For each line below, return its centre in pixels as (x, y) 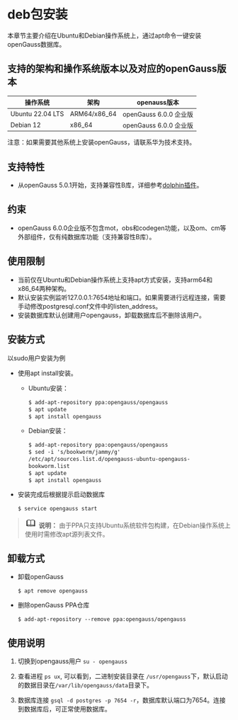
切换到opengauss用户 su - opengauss (72, 661)
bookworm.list (49, 466)
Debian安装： (48, 430)
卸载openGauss (40, 577)
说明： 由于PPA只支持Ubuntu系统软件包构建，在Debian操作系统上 (135, 525)
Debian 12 (25, 125)
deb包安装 (38, 15)
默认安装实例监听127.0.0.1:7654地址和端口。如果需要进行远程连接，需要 (121, 297)
